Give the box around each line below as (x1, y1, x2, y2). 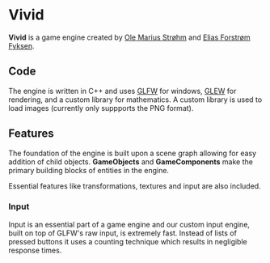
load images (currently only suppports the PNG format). (8, 103, 194, 112)
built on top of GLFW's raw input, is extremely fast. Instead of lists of (8, 228, 237, 238)
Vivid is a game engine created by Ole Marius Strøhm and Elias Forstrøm (8, 32, 251, 42)
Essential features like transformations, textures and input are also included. (8, 180, 261, 191)
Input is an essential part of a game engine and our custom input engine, (8, 219, 251, 229)
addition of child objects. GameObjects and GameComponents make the (8, 156, 253, 167)
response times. (8, 245, 62, 255)
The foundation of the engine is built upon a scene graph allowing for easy (8, 148, 257, 158)
